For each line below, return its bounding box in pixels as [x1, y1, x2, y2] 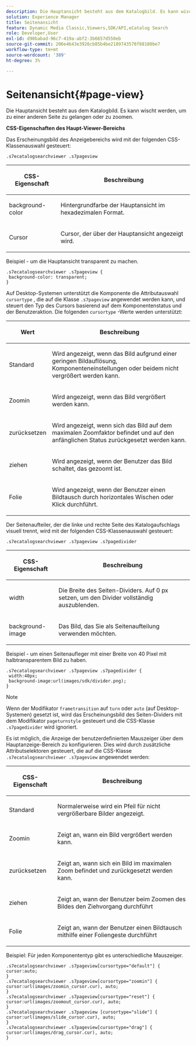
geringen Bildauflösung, [52, 357, 118, 365]
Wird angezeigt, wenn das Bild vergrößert [52, 393, 166, 401]
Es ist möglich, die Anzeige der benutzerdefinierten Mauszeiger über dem [6, 735, 184, 742]
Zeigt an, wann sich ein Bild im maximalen [57, 859, 172, 867]
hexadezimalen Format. [60, 208, 125, 217]
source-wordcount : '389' [6, 52, 66, 58]
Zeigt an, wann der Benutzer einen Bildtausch [57, 924, 182, 932]
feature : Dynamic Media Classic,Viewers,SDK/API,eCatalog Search [6, 25, 168, 31]
